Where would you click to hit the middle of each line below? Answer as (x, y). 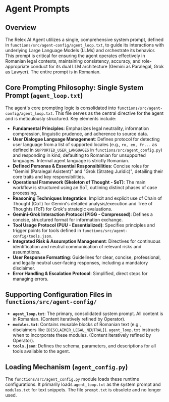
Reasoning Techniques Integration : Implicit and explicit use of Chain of (87, 198)
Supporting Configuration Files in (59, 295)
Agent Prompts (37, 9)
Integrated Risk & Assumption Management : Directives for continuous (87, 241)
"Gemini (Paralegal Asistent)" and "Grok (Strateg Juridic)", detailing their (88, 171)
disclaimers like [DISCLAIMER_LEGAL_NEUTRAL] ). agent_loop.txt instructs (86, 330)
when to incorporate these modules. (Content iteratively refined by (82, 335)
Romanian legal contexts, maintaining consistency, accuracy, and (73, 61)
